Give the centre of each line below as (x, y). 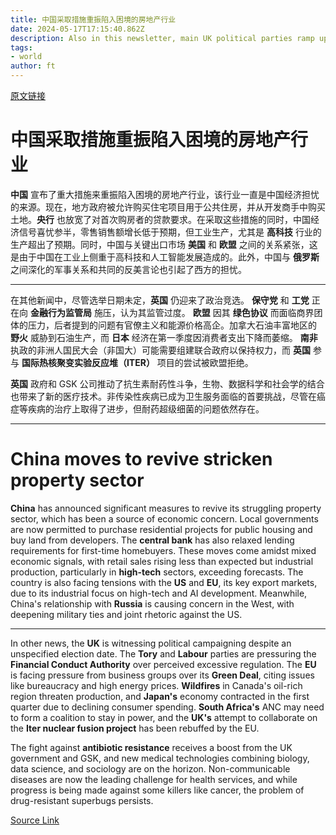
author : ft (33, 66)
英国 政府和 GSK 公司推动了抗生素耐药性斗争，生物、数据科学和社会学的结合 (167, 383)
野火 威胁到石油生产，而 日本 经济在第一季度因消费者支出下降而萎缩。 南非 (164, 337)
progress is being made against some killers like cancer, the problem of (157, 790)
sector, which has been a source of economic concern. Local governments (164, 518)
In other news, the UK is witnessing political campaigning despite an (151, 643)
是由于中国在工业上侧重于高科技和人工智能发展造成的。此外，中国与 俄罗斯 (165, 257)
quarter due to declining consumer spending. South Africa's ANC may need (167, 707)
